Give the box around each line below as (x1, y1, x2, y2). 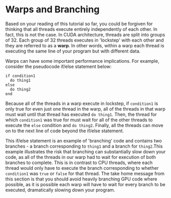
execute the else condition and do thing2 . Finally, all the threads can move (5, 122, 163, 128)
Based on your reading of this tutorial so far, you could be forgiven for (5, 21, 153, 27)
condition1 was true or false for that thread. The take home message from (5, 170, 165, 176)
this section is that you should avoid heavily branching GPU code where (5, 176, 158, 182)
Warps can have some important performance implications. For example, (5, 58, 160, 64)
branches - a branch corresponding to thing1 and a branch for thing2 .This (5, 143, 163, 149)
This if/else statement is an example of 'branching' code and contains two (5, 137, 162, 143)
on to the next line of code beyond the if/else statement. (5, 128, 124, 134)
